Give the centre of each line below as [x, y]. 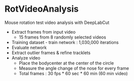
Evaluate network [29, 47]
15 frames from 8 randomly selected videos [62, 37]
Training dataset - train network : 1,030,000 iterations [65, 42]
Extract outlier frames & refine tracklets [51, 53]
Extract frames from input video [44, 32]
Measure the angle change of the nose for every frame [74, 68]
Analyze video [26, 58]
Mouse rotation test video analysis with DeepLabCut [57, 22]
